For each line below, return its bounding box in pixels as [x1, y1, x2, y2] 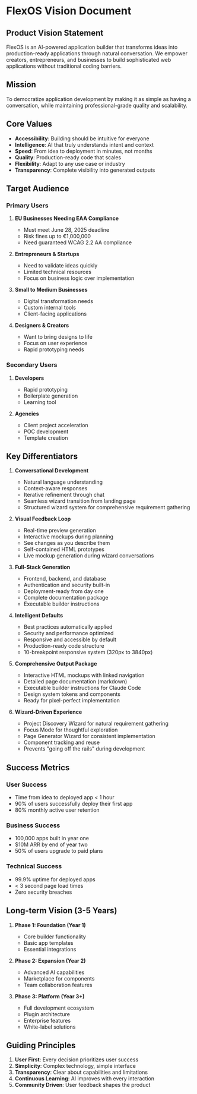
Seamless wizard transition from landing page [23, 497, 136, 505]
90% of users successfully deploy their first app [14, 800, 133, 808]
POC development [23, 428, 69, 435]
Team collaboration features [23, 981, 93, 988]
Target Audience [6, 184, 69, 194]
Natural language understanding [23, 478, 103, 485]
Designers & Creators [14, 322, 69, 329]
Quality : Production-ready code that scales [14, 153, 122, 161]
